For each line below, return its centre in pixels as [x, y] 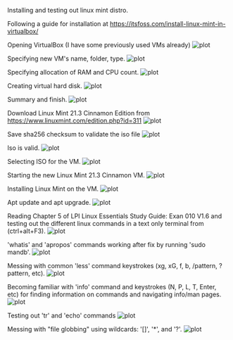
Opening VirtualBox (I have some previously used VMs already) [99, 45]
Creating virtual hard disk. [45, 86]
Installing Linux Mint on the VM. [53, 189]
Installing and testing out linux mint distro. [68, 10]
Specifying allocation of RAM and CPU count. [73, 72]
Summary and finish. [37, 99]
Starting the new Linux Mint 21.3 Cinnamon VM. [76, 175]
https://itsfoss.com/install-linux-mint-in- [168, 24]
